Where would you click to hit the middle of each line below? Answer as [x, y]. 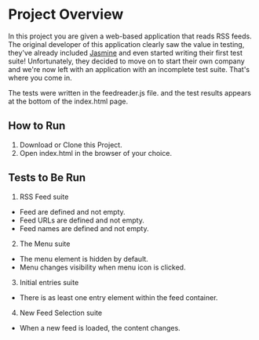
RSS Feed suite [44, 197]
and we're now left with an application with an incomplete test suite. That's [129, 69]
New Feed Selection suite [61, 313]
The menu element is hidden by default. [84, 259]
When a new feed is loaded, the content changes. [100, 327]
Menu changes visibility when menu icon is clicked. [102, 267]
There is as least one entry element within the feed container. [119, 297]
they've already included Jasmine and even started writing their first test [126, 52]
